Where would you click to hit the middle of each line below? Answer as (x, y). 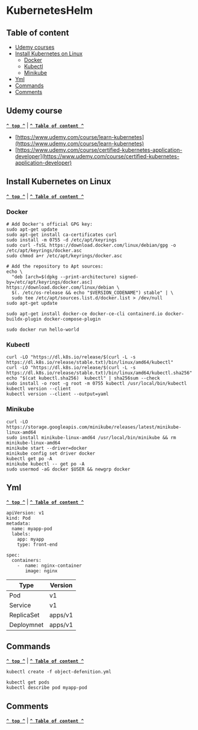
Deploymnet (26, 625)
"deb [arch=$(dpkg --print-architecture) (64, 277)
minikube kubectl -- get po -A (45, 464)
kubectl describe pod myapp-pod (47, 688)
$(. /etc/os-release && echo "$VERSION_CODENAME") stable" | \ (92, 293)
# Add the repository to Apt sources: (55, 266)
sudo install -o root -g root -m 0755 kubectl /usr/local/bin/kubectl (97, 384)
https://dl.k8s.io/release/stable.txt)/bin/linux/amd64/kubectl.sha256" (99, 373)
